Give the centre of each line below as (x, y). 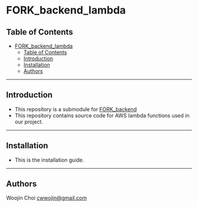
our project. (29, 122)
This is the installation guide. (49, 160)
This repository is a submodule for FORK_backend (76, 109)
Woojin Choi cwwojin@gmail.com (47, 198)
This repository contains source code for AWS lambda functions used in (102, 115)
